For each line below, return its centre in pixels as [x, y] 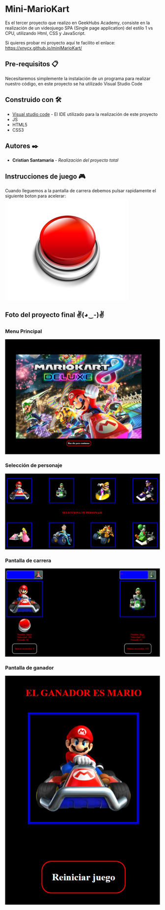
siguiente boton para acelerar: [36, 196]
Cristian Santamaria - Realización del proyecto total [65, 160]
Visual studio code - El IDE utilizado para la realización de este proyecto [85, 114]
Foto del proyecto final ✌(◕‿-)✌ [55, 315]
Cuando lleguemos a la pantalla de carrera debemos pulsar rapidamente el [81, 191]
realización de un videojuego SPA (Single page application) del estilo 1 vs [79, 28]
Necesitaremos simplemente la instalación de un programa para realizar [78, 78]
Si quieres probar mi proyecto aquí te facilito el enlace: [60, 42]
